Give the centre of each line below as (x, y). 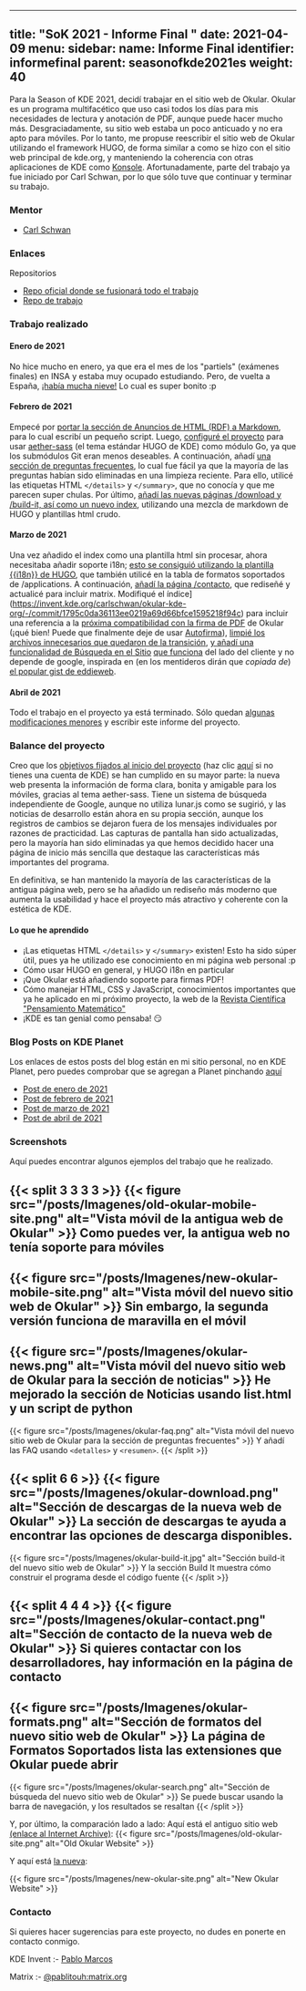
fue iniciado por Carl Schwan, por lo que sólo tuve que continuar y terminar (151, 176)
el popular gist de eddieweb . (63, 671)
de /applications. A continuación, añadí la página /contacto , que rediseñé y (150, 583)
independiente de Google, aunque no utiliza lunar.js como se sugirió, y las (148, 804)
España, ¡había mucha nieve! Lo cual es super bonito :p (113, 386)
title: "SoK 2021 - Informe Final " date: (120, 34)
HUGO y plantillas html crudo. (65, 514)
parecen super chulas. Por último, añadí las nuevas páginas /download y (146, 494)
